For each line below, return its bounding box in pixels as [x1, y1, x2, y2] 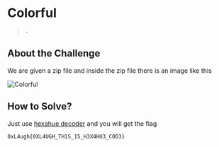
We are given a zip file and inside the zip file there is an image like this [7, 66, 213, 75]
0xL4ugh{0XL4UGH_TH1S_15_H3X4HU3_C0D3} [7, 133, 125, 140]
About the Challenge [7, 47, 101, 59]
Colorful [7, 5, 57, 21]
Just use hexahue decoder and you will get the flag [7, 119, 157, 128]
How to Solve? [7, 100, 72, 112]
